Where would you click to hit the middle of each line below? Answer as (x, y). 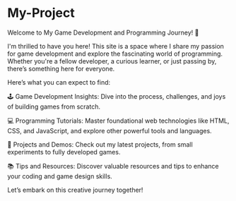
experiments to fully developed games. (64, 152)
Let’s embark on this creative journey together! (75, 190)
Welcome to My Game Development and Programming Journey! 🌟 (103, 32)
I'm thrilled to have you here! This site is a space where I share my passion (116, 46)
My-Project (41, 13)
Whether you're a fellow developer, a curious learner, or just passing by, (112, 61)
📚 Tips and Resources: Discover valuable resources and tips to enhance (113, 166)
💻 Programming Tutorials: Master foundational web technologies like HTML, (118, 121)
